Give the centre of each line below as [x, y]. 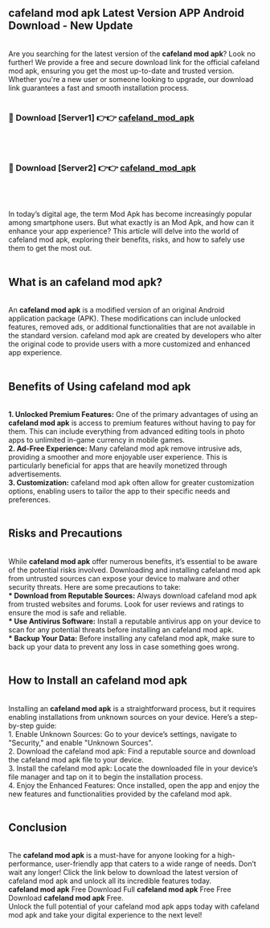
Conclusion [38, 828]
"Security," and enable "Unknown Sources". [81, 742]
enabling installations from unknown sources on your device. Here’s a [123, 717]
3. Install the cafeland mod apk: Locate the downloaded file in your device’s [133, 768]
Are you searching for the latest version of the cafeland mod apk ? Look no [132, 53]
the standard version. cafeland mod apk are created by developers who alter [135, 336]
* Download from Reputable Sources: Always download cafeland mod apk [133, 595]
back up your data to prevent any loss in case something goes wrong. [124, 647]
